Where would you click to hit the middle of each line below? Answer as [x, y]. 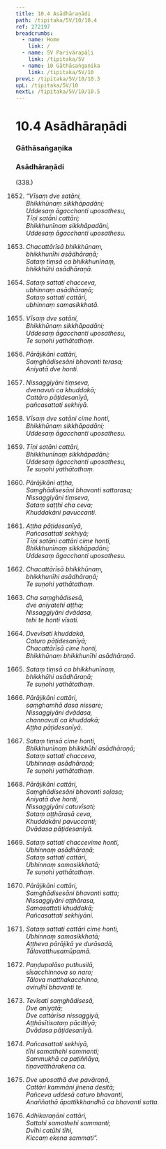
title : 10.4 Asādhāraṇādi [53, 14]
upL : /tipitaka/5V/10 [47, 85]
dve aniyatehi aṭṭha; [54, 605]
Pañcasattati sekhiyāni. [60, 915]
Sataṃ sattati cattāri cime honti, [72, 929]
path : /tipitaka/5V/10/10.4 [56, 20]
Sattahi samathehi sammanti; [68, 1122]
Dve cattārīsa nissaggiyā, [63, 1015]
